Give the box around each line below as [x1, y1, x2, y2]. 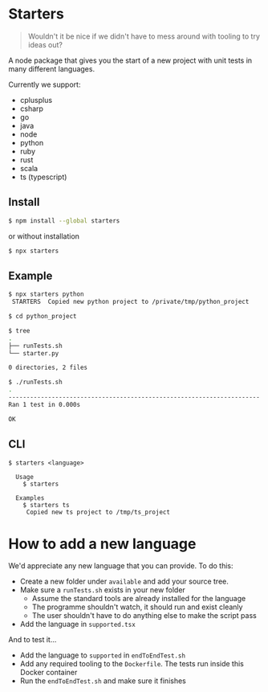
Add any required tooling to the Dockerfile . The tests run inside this [19, 659, 245, 669]
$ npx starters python [8, 290, 84, 298]
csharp [19, 104, 44, 113]
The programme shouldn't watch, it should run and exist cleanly [31, 602, 243, 612]
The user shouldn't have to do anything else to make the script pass [31, 611, 257, 620]
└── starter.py [8, 349, 59, 358]
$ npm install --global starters [8, 216, 120, 225]
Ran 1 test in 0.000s [8, 400, 81, 408]
